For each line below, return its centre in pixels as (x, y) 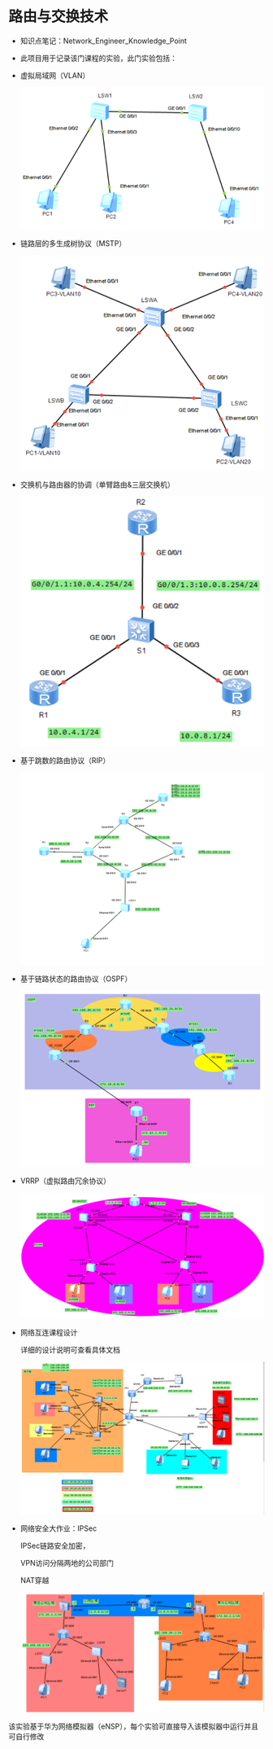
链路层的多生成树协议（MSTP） (73, 243)
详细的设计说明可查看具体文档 (70, 1349)
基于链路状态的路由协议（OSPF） (76, 979)
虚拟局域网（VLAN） (55, 75)
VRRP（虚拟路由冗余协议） (65, 1181)
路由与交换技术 (58, 17)
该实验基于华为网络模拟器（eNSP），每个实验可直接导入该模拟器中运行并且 (133, 1726)
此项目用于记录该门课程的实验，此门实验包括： (98, 58)
